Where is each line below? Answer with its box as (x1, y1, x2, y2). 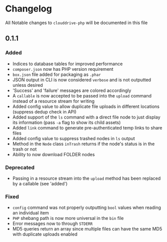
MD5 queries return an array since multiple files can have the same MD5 (12, 226, 162, 232)
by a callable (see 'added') (12, 180, 68, 186)
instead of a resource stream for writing (12, 98, 95, 104)
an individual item (12, 210, 49, 216)
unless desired (12, 82, 43, 88)
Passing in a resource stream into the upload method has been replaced (12, 175, 161, 181)
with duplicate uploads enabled (12, 231, 78, 237)
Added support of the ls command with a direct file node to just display (12, 114, 160, 120)
